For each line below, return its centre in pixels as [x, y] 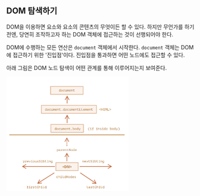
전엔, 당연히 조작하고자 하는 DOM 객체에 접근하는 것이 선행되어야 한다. [90, 34]
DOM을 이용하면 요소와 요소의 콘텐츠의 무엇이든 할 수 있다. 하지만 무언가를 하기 [100, 27]
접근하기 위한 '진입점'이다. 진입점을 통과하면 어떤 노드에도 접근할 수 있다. [98, 55]
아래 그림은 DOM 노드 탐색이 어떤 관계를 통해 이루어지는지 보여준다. [87, 68]
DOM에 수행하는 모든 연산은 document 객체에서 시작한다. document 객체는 [93, 47]
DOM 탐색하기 [32, 11]
